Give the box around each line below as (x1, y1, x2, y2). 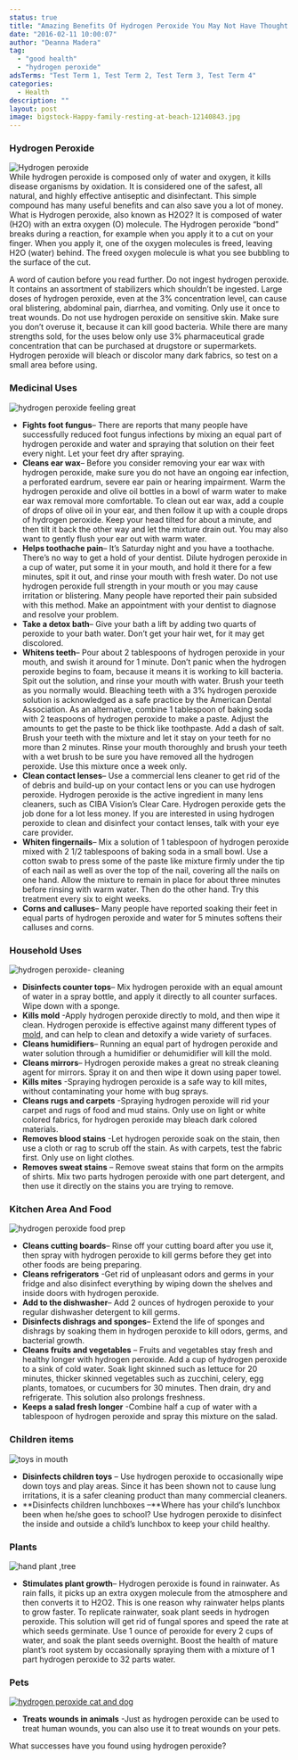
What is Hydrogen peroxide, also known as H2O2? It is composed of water (9, 210, 283, 220)
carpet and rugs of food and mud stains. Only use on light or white (21, 1105, 266, 1116)
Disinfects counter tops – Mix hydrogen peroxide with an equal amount (21, 982, 283, 993)
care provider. (21, 827, 74, 838)
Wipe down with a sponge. (21, 1001, 120, 1012)
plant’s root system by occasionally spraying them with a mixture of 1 (21, 1644, 276, 1655)
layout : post (9, 104, 58, 113)
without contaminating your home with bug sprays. (21, 1086, 209, 1097)
